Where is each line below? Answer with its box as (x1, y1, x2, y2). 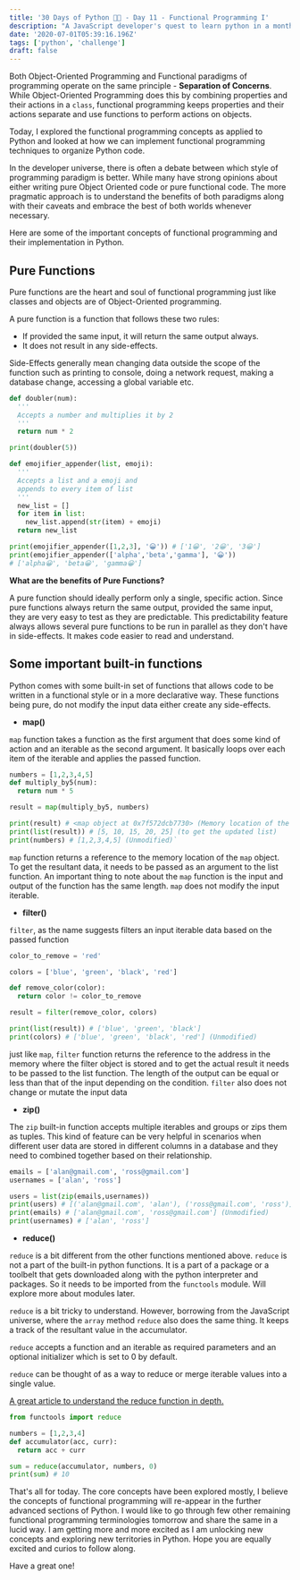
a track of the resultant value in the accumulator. (9, 1325, 187, 1335)
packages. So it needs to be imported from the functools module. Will (9, 1278, 266, 1289)
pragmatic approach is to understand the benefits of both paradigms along (9, 191, 284, 202)
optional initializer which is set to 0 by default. (9, 1352, 179, 1362)
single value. (9, 1379, 56, 1389)
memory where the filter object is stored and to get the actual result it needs (9, 1058, 290, 1069)
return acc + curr (17, 1446, 87, 1455)
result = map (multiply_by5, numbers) (9, 803, 150, 812)
